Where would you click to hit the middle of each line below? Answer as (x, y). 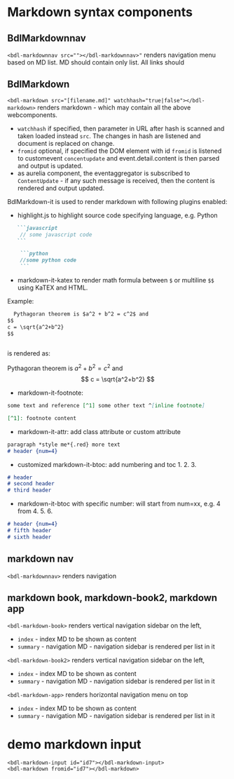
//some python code (48, 260)
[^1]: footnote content (42, 418)
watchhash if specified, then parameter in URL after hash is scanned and (121, 128)
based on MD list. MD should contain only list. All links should (96, 62)
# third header (29, 490)
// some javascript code (56, 235)
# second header (31, 484)
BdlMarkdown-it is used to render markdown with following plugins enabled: (117, 201)
